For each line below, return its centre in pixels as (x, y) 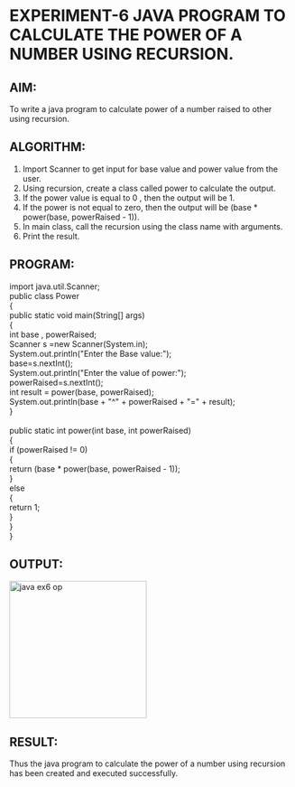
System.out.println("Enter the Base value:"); (91, 353)
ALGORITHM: (47, 147)
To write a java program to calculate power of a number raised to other (141, 109)
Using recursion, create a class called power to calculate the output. (149, 188)
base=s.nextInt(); (41, 363)
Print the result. (51, 236)
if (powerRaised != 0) (49, 449)
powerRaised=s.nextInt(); (56, 382)
